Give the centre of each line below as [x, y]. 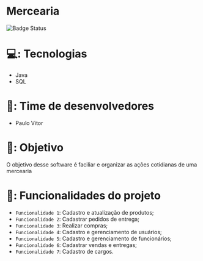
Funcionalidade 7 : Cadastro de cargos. [65, 251]
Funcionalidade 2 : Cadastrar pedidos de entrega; [77, 219]
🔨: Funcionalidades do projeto [83, 195]
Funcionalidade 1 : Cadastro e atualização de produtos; [84, 212]
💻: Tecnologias [47, 54]
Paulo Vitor [29, 123]
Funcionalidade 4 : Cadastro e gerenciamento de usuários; [88, 232]
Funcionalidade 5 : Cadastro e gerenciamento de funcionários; [94, 238]
